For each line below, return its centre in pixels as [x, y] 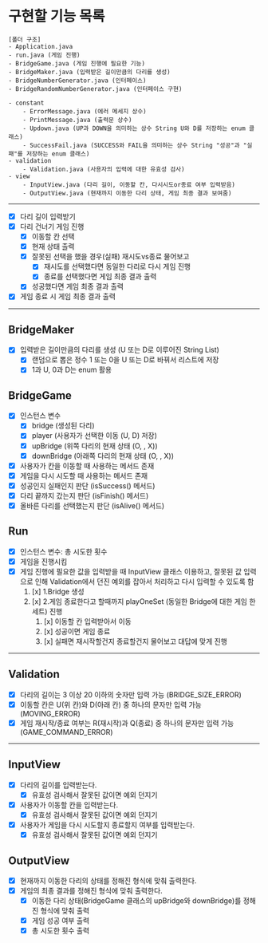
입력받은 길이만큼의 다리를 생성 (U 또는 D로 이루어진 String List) [119, 350]
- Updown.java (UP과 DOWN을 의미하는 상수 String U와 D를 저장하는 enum [134, 128]
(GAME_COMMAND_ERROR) [66, 732]
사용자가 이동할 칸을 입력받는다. [69, 805]
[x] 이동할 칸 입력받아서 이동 [87, 621]
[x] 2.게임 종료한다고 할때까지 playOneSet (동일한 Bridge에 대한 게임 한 [144, 601]
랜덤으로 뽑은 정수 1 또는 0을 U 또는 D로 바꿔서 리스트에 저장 [125, 360]
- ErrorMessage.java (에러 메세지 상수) [85, 111]
